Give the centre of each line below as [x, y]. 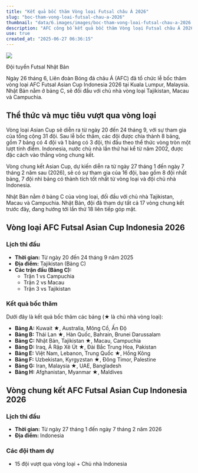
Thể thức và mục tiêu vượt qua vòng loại [81, 116]
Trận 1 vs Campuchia [49, 276]
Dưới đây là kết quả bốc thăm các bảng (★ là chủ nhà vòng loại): [85, 317]
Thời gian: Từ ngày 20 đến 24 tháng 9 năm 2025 [74, 257]
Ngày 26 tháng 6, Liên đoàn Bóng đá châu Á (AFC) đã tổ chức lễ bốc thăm [96, 78]
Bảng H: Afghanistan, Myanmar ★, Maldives [68, 372]
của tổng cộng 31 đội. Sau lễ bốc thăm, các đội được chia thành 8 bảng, [93, 136]
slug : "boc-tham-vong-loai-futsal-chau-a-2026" [66, 17]
